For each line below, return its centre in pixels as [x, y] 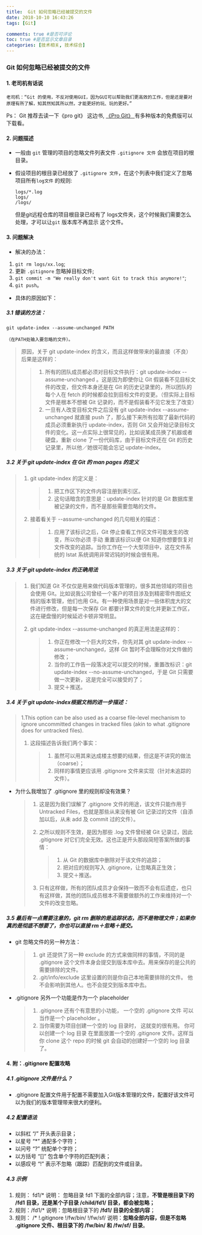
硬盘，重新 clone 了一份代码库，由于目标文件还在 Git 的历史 [119, 440]
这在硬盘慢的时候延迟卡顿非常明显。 [75, 616]
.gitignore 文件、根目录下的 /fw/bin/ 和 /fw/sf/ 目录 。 [81, 1225]
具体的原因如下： [36, 298]
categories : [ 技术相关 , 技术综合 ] [46, 45]
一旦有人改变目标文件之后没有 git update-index [103, 409]
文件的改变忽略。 [60, 903]
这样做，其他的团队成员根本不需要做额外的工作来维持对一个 [118, 896]
